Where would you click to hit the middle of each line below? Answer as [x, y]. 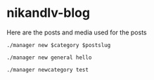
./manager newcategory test [48, 69]
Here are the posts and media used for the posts [77, 32]
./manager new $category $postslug [59, 45]
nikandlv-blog [49, 13]
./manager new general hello [49, 58]
